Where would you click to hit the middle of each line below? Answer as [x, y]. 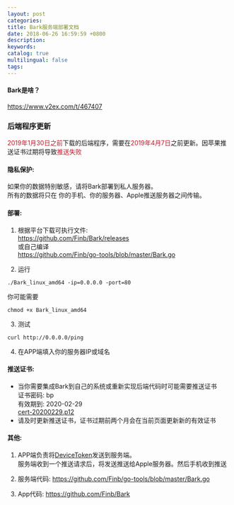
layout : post [27, 14]
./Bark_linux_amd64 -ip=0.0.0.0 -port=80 [69, 282]
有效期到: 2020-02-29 [50, 404]
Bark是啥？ [24, 90]
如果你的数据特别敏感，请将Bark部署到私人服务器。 [82, 187]
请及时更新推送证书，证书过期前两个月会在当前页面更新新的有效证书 [117, 420]
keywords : [22, 47]
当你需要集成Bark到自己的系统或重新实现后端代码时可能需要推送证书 [117, 386]
